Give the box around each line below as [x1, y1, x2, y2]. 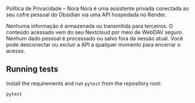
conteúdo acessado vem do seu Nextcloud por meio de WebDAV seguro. [6, 29, 184, 36]
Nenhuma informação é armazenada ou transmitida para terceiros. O [6, 23, 173, 29]
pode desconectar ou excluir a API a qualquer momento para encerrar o [6, 41, 181, 48]
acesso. [6, 47, 25, 54]
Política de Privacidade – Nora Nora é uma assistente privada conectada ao [6, 5, 190, 12]
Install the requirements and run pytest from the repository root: [6, 80, 162, 87]
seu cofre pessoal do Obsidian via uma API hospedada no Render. [6, 11, 167, 18]
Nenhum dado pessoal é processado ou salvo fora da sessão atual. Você [6, 35, 183, 42]
